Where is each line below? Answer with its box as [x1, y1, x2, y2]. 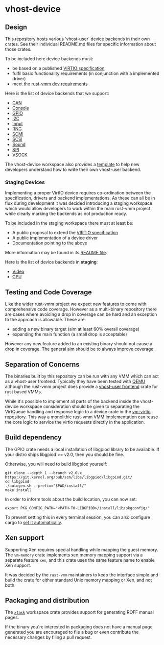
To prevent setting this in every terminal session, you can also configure [5, 514, 150, 520]
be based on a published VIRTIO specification [12, 65, 105, 71]
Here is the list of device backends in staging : [5, 259, 98, 265]
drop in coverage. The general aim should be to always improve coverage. [5, 346, 155, 352]
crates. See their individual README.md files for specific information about [5, 41, 156, 47]
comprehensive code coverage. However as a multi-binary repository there [5, 306, 157, 312]
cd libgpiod [5, 479, 29, 484]
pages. [5, 615, 19, 621]
